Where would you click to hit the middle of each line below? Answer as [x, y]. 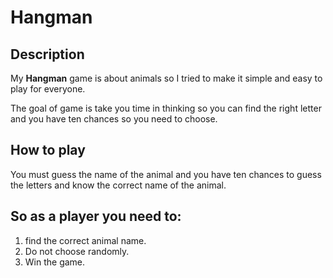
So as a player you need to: [96, 216]
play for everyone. [48, 89]
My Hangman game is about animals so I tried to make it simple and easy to [166, 78]
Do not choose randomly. [77, 251]
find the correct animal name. [85, 240]
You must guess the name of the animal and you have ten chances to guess [166, 174]
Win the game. [55, 262]
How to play [48, 150]
